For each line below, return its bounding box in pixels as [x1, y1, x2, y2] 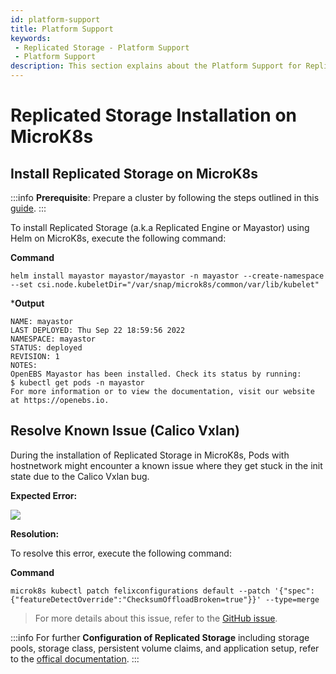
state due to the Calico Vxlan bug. [10, 470, 150, 482]
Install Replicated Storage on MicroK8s [10, 165, 259, 182]
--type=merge [265, 594, 320, 605]
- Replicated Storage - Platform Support [14, 42, 190, 53]
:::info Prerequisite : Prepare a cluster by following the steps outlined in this [10, 192, 320, 203]
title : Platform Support [10, 24, 114, 34]
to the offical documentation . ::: [10, 652, 140, 665]
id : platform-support [10, 14, 101, 25]
